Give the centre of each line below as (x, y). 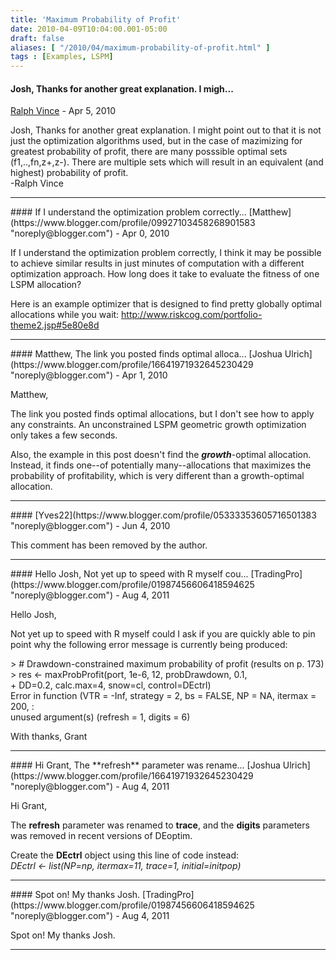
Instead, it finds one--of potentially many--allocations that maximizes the (161, 465)
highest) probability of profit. (69, 173)
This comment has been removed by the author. (109, 545)
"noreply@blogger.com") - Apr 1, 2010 (89, 375)
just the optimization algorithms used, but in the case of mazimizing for (156, 141)
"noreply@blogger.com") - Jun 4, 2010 (90, 526)
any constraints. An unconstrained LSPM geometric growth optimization (158, 425)
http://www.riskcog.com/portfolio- (192, 315)
